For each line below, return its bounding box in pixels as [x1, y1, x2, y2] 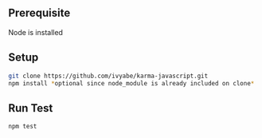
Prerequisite [8, 6, 71, 20]
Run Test [8, 101, 53, 115]
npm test [8, 123, 37, 131]
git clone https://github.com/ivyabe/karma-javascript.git [8, 72, 209, 80]
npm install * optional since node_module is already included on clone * [8, 79, 255, 87]
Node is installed [8, 27, 64, 37]
